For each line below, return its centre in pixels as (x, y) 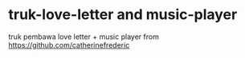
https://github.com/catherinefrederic (69, 44)
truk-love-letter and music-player (123, 15)
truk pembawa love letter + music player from (84, 37)
